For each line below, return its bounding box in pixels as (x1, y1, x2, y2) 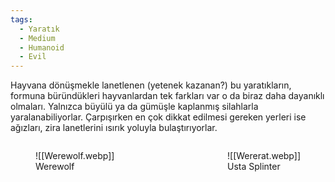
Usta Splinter (227, 161, 281, 173)
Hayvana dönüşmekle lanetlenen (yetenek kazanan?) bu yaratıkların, (10, 79, 292, 91)
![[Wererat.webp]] (227, 150, 301, 162)
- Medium (19, 33, 56, 43)
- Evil (19, 52, 47, 62)
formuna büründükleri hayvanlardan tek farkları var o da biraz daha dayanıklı (10, 90, 325, 102)
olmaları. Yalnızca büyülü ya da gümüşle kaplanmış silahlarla (10, 101, 259, 113)
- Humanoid (19, 42, 65, 53)
